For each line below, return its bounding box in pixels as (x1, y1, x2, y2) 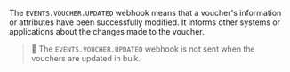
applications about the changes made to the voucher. (9, 27, 205, 36)
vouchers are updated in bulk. (30, 53, 141, 63)
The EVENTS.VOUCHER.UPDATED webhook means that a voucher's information (9, 8, 282, 18)
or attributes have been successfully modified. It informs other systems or (9, 17, 281, 28)
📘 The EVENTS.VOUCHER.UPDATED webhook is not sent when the (30, 44, 255, 54)
